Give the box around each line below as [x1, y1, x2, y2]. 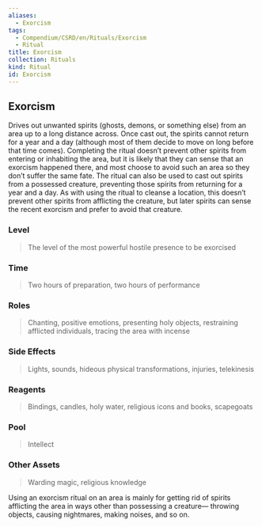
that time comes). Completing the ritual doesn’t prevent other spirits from [8, 146, 247, 155]
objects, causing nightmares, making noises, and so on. [8, 510, 190, 519]
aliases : [8, 11, 37, 20]
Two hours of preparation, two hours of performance [27, 280, 200, 290]
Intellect [27, 440, 54, 449]
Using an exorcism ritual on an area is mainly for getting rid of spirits [8, 492, 231, 502]
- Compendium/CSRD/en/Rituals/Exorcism [15, 33, 147, 42]
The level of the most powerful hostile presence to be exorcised [27, 242, 236, 252]
